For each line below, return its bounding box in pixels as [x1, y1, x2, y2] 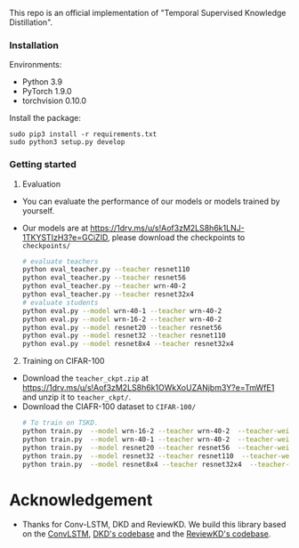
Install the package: [9, 113, 82, 124]
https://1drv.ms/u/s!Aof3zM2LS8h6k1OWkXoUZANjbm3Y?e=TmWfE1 [21, 383, 275, 393]
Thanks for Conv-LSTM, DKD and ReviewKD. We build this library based [21, 520, 287, 530]
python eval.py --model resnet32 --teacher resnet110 [21, 331, 226, 341]
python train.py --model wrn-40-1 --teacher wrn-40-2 [21, 435, 230, 444]
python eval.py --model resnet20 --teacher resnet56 [21, 323, 222, 332]
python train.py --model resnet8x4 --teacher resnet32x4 [21, 460, 242, 469]
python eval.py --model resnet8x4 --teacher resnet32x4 [21, 340, 234, 349]
